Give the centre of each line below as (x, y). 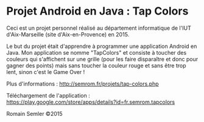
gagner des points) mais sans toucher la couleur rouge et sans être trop (96, 66)
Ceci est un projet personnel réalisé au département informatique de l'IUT (99, 28)
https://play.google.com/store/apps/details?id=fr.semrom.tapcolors (91, 102)
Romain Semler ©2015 (34, 114)
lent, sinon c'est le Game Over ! (46, 72)
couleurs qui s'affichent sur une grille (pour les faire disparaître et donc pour (102, 59)
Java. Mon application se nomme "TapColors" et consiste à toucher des (97, 52)
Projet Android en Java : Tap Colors (97, 11)
